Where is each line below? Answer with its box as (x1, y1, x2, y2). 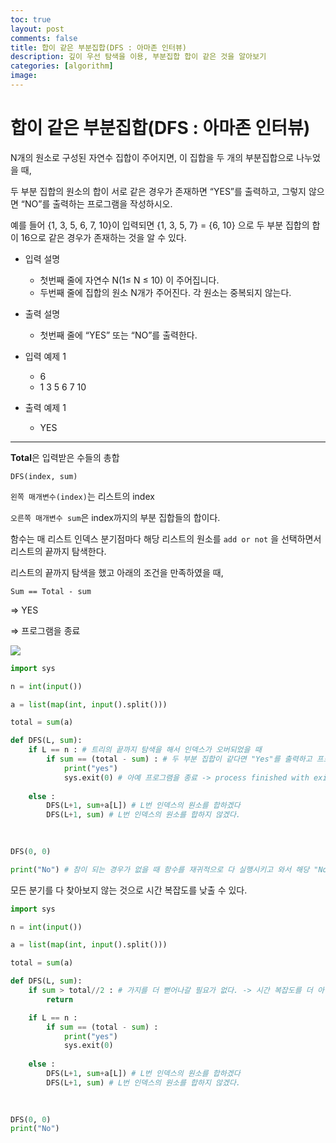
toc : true (10, 14, 52, 25)
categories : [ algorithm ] (10, 61, 114, 71)
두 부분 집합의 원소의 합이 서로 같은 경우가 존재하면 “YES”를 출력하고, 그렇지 (10, 185, 307, 197)
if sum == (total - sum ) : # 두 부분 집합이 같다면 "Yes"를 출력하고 (46, 754, 313, 765)
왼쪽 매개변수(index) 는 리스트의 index (10, 490, 155, 502)
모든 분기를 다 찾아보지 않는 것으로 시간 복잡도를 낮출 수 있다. (10, 884, 248, 896)
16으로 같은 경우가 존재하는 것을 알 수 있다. (20, 231, 187, 243)
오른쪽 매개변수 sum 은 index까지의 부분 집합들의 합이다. (10, 511, 221, 523)
